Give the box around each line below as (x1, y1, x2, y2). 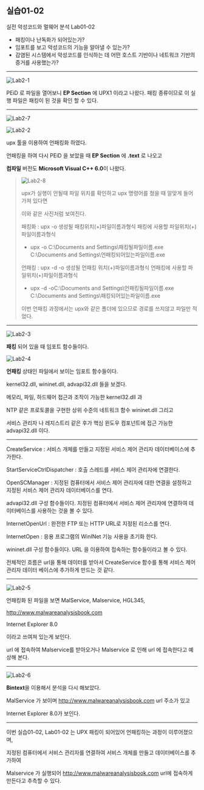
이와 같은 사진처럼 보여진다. (21, 210, 87, 217)
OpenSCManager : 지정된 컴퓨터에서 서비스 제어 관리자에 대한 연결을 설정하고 (6, 479, 192, 486)
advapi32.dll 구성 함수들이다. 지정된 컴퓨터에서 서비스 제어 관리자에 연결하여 (6, 499, 188, 506)
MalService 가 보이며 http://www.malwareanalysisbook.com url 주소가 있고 (6, 696, 190, 704)
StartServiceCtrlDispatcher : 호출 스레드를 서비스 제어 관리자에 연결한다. (6, 465, 180, 473)
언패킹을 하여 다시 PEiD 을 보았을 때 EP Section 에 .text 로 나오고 (6, 151, 163, 159)
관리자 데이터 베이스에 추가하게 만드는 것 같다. (6, 566, 115, 573)
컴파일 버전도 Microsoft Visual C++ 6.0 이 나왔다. (6, 165, 126, 172)
